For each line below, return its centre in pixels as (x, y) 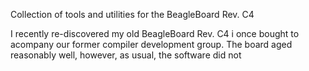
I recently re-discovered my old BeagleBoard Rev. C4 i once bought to (155, 33)
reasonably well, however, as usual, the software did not (126, 55)
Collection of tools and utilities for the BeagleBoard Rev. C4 (132, 14)
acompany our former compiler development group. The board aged (151, 44)
